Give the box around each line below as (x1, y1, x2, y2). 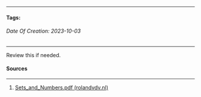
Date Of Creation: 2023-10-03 (6, 27, 81, 35)
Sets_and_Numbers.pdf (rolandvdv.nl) (14, 84, 109, 91)
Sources (6, 65, 28, 72)
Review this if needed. (6, 51, 61, 58)
